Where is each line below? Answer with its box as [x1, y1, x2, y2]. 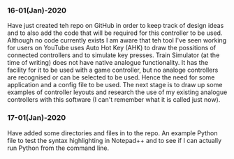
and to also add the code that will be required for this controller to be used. [7, 29, 223, 37]
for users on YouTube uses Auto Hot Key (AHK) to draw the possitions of [7, 44, 217, 52]
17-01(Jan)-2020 [7, 113, 66, 123]
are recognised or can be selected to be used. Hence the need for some [7, 73, 215, 82]
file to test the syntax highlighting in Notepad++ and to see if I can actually [7, 136, 222, 144]
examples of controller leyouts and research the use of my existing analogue [7, 88, 228, 96]
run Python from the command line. [7, 144, 110, 152]
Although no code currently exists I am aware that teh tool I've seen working [7, 36, 227, 45]
